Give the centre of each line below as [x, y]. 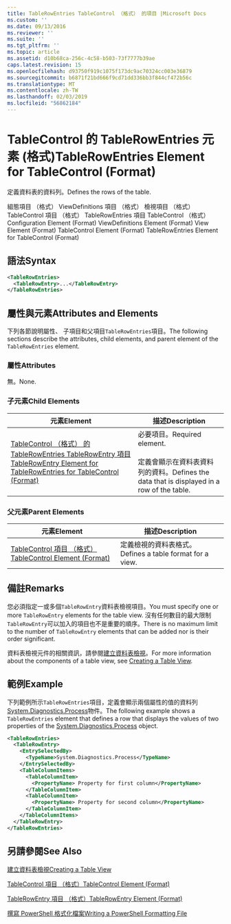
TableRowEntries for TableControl [65, 472]
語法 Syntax [32, 261]
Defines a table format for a [164, 554]
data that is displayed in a [179, 481]
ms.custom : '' [27, 20]
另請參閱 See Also [45, 851]
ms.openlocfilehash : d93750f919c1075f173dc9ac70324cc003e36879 [100, 71]
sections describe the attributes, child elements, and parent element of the [113, 339]
